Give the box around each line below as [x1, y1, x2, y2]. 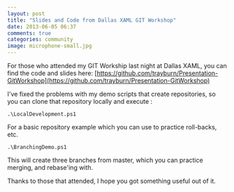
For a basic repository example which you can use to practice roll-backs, [7, 123, 217, 131]
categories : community [7, 36, 73, 43]
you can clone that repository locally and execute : [7, 97, 153, 105]
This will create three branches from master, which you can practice [7, 156, 204, 164]
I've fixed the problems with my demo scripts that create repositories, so [7, 90, 217, 98]
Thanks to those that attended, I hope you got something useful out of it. [7, 177, 217, 185]
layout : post [7, 10, 45, 17]
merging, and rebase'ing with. [7, 163, 94, 171]
